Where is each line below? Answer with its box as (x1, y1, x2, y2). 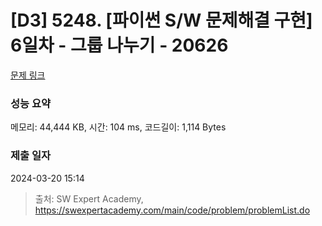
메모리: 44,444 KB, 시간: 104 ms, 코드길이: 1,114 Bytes (10, 121, 227, 133)
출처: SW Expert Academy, (34, 192, 144, 205)
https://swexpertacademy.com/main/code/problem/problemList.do (34, 204, 311, 216)
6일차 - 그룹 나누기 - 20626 (10, 34, 229, 57)
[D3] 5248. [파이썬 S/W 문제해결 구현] (10, 9, 313, 32)
